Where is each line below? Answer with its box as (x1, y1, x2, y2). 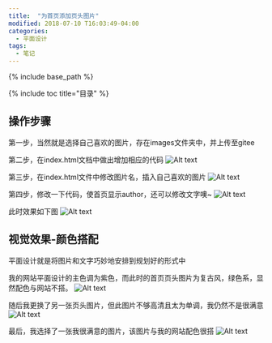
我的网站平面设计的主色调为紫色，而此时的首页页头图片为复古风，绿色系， (8, 272, 257, 282)
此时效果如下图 (8, 206, 58, 216)
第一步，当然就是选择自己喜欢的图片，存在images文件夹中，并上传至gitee (8, 137, 255, 147)
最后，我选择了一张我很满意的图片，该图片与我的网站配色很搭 (8, 326, 215, 336)
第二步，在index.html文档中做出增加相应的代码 (8, 155, 164, 165)
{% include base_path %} (8, 72, 94, 81)
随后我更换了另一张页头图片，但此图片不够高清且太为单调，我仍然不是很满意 (8, 300, 264, 310)
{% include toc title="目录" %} (8, 88, 109, 98)
